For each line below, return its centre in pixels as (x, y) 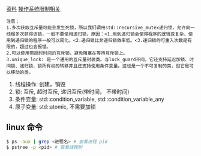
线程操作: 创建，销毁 (40, 84)
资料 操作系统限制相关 (33, 9)
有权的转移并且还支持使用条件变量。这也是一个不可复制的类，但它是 (118, 66)
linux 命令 (25, 127)
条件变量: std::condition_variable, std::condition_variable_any (89, 99)
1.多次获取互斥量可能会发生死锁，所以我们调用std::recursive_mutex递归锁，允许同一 (100, 28)
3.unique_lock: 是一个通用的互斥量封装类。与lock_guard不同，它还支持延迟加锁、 (98, 59)
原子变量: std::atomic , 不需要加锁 (55, 106)
